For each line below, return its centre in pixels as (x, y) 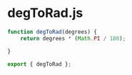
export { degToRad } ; (40, 64)
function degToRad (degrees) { (52, 32)
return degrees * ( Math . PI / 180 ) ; (73, 38)
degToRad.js (45, 13)
